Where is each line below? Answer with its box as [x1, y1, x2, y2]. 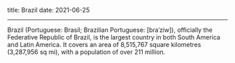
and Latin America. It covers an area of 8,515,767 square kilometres [7, 41, 201, 48]
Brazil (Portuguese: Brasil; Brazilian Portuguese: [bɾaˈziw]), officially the [7, 26, 213, 34]
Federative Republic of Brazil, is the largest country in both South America [7, 33, 220, 41]
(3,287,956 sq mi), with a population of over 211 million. [7, 48, 166, 56]
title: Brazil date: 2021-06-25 [7, 6, 90, 14]
